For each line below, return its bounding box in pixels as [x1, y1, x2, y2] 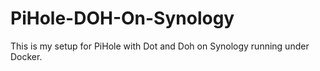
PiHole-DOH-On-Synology [10, 7, 235, 30]
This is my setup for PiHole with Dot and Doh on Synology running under [10, 40, 310, 52]
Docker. [10, 50, 43, 62]
